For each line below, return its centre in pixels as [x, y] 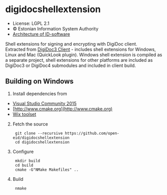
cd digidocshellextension [42, 142]
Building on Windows [39, 81]
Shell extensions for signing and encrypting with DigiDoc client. [71, 44]
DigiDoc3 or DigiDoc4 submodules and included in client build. [71, 65]
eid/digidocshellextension [41, 138]
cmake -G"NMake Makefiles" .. [47, 170]
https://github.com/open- [92, 133]
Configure [23, 151]
